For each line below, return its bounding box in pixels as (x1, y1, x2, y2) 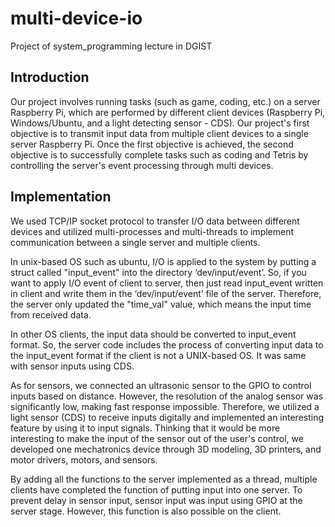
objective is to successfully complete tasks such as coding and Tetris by (10, 148, 309, 161)
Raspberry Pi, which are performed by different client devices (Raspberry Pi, (10, 106, 326, 118)
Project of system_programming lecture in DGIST (10, 40, 213, 52)
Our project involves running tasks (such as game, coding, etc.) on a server (10, 95, 321, 107)
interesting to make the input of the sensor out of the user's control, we (10, 432, 304, 444)
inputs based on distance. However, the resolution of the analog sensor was (10, 390, 324, 402)
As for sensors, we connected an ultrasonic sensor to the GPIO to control (10, 379, 312, 391)
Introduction (10, 69, 90, 86)
